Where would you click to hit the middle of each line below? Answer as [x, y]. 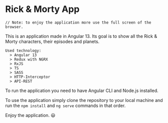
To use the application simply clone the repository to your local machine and [84, 100]
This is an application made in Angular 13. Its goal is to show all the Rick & [81, 36]
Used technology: [23, 50]
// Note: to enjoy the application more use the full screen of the [78, 22]
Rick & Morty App [42, 9]
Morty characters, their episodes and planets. [52, 41]
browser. [14, 27]
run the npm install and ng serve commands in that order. [65, 105]
